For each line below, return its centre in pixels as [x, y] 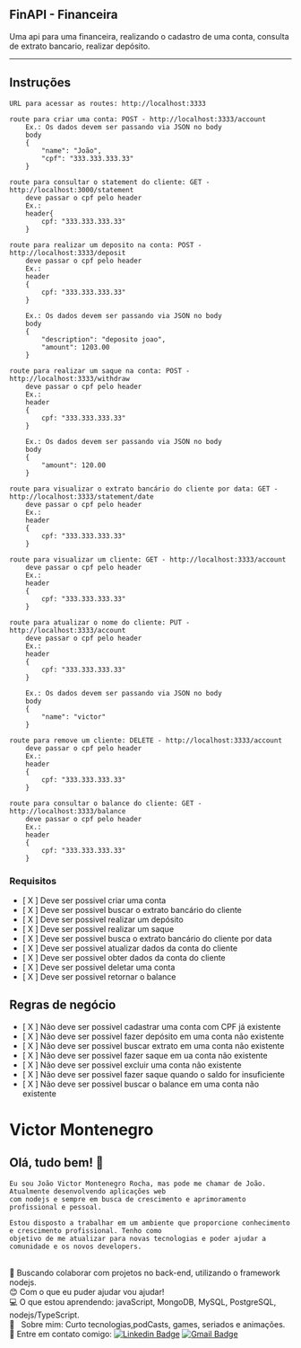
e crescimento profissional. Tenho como [86, 1230]
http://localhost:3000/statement [72, 190]
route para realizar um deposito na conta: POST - [106, 245]
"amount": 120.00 [73, 465]
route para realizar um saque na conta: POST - [100, 371]
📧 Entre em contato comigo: [60, 1334]
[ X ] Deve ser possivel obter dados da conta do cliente [124, 957]
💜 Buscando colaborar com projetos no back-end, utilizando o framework [145, 1273]
